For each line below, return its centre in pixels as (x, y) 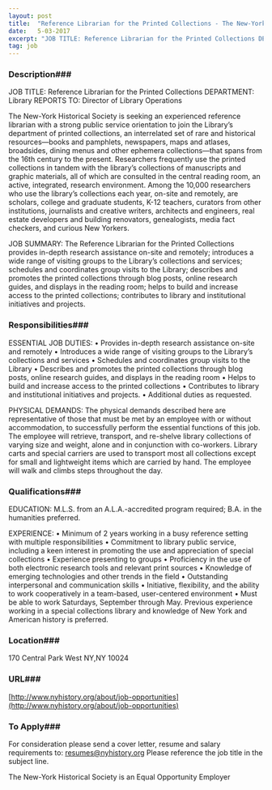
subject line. (29, 761)
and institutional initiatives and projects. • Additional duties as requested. (130, 395)
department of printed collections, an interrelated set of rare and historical (132, 134)
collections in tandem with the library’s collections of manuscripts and (125, 168)
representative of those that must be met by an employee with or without (130, 419)
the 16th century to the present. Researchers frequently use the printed (127, 160)
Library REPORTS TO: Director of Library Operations (95, 100)
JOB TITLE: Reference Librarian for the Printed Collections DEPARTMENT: (132, 92)
